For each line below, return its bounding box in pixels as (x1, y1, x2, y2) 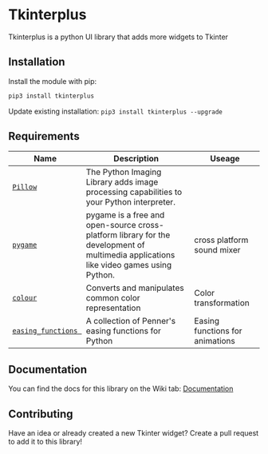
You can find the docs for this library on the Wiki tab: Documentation (8, 384, 234, 393)
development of (85, 240, 145, 251)
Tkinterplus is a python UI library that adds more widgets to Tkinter (8, 32, 229, 42)
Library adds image (85, 177, 159, 188)
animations (194, 336, 235, 347)
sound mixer (194, 245, 241, 256)
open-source (85, 220, 137, 231)
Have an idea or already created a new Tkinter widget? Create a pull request (8, 428, 259, 438)
